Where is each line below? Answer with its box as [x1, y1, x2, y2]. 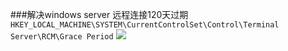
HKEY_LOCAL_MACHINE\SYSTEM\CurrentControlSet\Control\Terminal [10, 20, 280, 30]
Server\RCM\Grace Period [10, 32, 114, 42]
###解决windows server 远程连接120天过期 [10, 9, 189, 20]
